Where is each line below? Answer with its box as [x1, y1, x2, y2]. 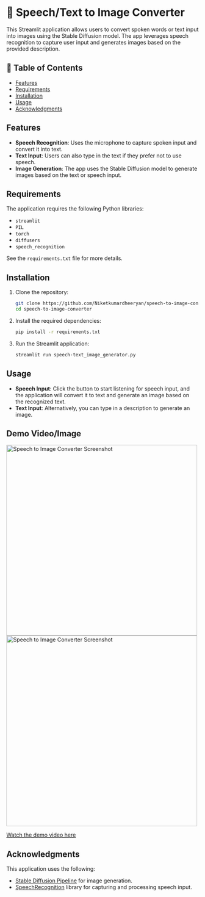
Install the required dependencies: [15, 317, 102, 324]
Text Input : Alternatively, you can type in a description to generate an [15, 404, 190, 411]
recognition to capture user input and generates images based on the [6, 38, 181, 46]
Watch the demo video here [6, 831, 76, 838]
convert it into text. [15, 145, 63, 153]
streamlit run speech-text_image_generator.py [15, 351, 136, 358]
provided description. [6, 45, 60, 52]
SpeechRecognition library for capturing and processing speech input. [15, 884, 192, 891]
